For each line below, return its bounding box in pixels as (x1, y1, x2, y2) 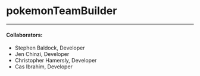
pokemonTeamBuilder (6, 4, 117, 18)
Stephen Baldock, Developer (14, 44, 85, 51)
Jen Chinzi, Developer (14, 51, 70, 58)
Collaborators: (6, 31, 43, 38)
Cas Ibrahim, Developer (14, 63, 73, 70)
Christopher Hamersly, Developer (14, 57, 97, 64)
